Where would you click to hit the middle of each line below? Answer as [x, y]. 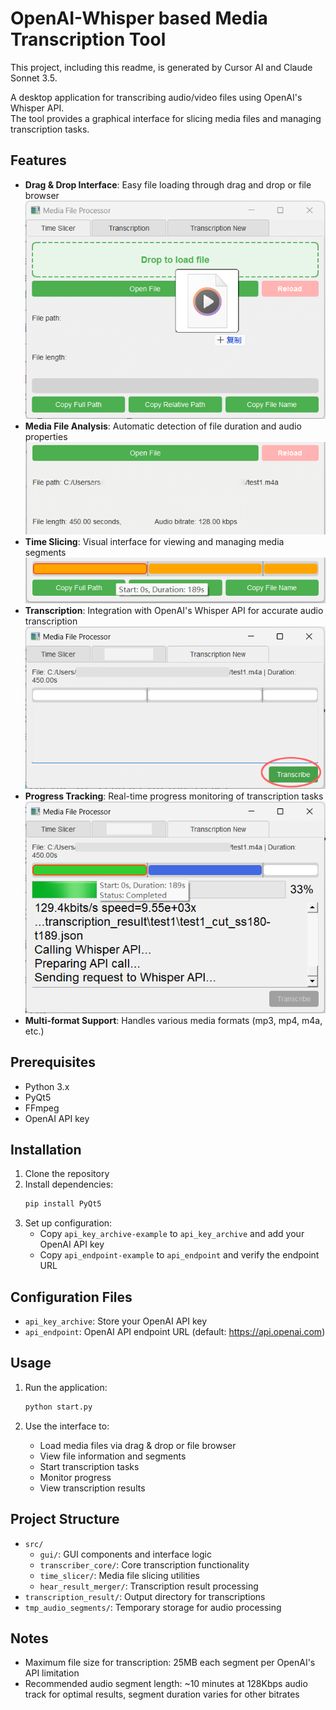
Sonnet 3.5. [34, 78]
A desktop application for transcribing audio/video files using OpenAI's [156, 97]
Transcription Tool [88, 39]
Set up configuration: [68, 1223]
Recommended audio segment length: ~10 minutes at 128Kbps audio [166, 1684]
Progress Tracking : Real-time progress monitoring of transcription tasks [174, 796]
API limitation [52, 1673]
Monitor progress [75, 1477]
